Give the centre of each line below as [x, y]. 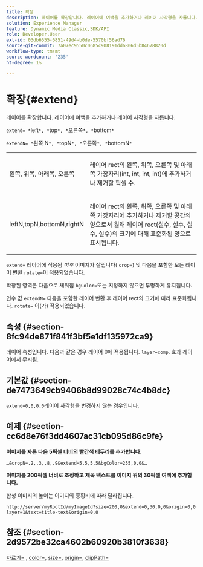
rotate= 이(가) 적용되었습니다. [50, 306]
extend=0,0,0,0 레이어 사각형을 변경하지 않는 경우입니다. [73, 405]
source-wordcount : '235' [37, 57]
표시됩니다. [105, 243]
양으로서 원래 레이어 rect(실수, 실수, [138, 225]
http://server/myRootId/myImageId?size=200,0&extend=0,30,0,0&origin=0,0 [101, 507]
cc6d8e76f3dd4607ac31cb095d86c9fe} [85, 436]
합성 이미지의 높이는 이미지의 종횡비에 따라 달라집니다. [70, 495]
